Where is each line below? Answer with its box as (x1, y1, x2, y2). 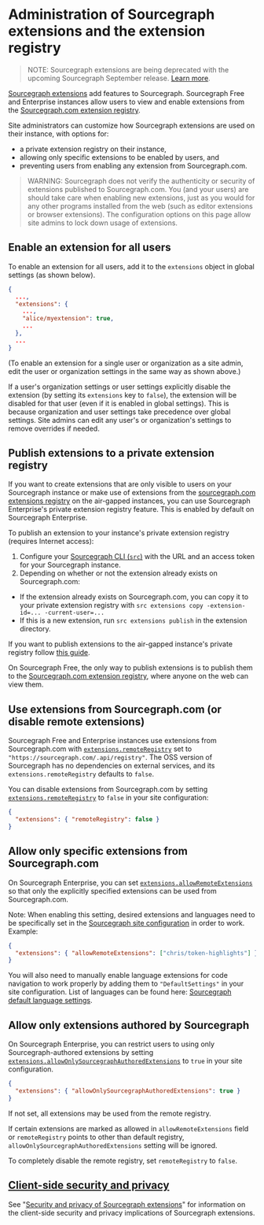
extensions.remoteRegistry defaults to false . (8, 769, 155, 779)
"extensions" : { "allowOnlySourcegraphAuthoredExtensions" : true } (15, 1087, 241, 1095)
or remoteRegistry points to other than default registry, (8, 1132, 185, 1142)
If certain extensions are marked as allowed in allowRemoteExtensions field (8, 1123, 249, 1133)
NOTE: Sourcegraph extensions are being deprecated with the (27, 65, 229, 74)
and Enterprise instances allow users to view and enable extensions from (8, 97, 245, 106)
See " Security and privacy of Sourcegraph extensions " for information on (8, 1199, 246, 1209)
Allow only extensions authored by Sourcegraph (8, 1018, 250, 1032)
